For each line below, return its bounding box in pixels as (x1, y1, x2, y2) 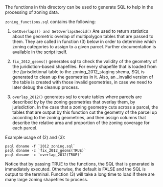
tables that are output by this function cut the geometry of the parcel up (12, 109, 158, 115)
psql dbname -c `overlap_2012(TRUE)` (5, 152, 82, 157)
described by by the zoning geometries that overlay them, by (12, 99, 136, 104)
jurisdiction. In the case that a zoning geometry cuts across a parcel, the (12, 104, 158, 110)
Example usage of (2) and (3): (5, 134, 66, 140)
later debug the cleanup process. (12, 84, 79, 90)
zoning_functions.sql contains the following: (5, 19, 96, 24)
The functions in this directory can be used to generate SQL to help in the (5, 4, 153, 10)
